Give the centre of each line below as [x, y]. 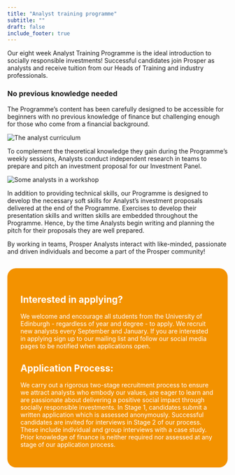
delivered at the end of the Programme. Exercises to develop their [102, 208]
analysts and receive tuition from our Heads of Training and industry [106, 68]
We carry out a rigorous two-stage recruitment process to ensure [115, 385]
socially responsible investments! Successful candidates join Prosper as [111, 61]
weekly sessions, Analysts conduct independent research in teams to [107, 158]
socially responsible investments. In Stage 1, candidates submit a [114, 408]
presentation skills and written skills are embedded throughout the [102, 215]
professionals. [28, 76]
